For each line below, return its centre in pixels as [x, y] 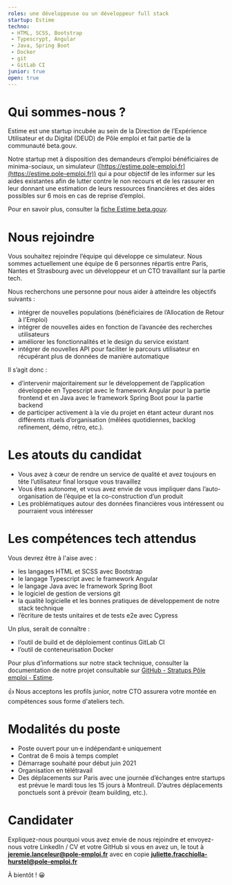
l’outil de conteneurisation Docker [66, 649]
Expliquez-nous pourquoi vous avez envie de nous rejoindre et [97, 839]
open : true [23, 78]
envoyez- [201, 839]
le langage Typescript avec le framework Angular [88, 579]
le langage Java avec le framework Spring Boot [85, 586]
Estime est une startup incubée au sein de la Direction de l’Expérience [107, 131]
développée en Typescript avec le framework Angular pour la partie [114, 390]
